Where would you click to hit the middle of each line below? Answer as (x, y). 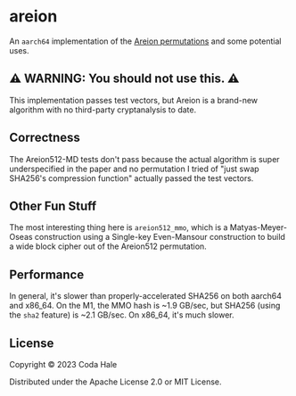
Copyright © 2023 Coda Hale (63, 364)
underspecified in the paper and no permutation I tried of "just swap (135, 169)
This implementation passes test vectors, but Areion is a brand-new (134, 100)
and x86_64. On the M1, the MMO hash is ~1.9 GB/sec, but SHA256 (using (145, 306)
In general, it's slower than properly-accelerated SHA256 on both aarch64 (146, 296)
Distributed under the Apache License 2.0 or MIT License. (115, 382)
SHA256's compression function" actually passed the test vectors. (132, 178)
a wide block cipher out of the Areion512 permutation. (108, 246)
